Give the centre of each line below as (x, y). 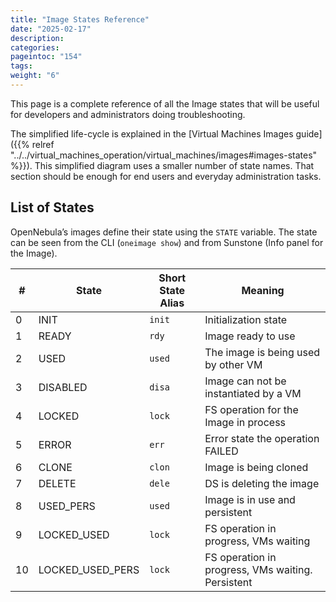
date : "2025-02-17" (51, 29)
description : (37, 38)
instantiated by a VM (253, 393)
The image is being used (262, 352)
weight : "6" (35, 76)
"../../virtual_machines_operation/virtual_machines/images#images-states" (164, 155)
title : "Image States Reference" (80, 19)
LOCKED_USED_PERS (89, 569)
